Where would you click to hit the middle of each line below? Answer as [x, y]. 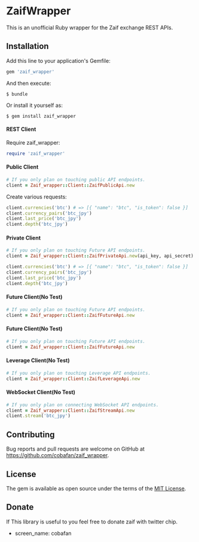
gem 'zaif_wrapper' [30, 72]
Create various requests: [36, 197]
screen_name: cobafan [43, 533]
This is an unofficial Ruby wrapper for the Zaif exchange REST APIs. [90, 27]
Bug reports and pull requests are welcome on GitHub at [76, 449]
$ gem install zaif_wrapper [41, 116]
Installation [27, 46]
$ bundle [17, 94]
